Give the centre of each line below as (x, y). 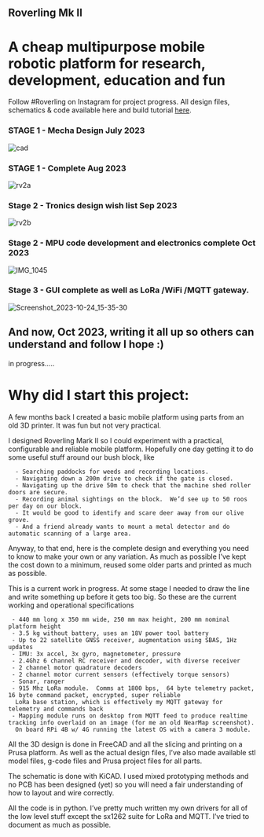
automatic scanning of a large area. (70, 534)
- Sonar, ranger (38, 681)
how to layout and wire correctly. (61, 792)
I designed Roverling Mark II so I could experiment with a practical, (116, 440)
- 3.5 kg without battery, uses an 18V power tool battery (110, 633)
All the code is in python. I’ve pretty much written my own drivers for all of (128, 808)
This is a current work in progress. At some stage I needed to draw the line (129, 588)
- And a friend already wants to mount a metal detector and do (123, 527)
